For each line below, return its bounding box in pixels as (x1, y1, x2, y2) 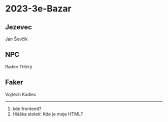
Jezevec (5, 23, 32, 31)
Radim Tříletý (5, 63, 32, 70)
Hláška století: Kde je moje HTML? (12, 111, 83, 117)
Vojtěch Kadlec (5, 91, 36, 97)
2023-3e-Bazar (5, 3, 71, 14)
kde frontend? (12, 106, 41, 112)
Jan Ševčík (5, 36, 28, 42)
